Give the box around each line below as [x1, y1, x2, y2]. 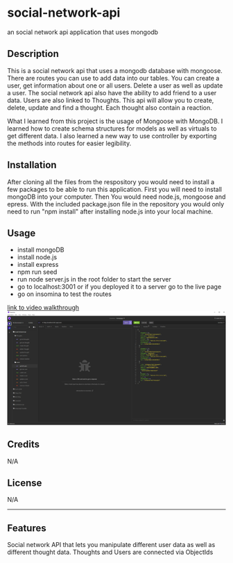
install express [17, 261, 59, 269]
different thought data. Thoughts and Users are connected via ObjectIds [7, 548, 214, 557]
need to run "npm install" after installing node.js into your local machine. [7, 207, 214, 215]
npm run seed [17, 268, 58, 276]
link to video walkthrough [7, 304, 80, 312]
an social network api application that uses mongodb [7, 28, 158, 36]
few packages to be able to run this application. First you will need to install [7, 185, 222, 193]
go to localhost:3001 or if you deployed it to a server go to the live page [17, 283, 222, 291]
